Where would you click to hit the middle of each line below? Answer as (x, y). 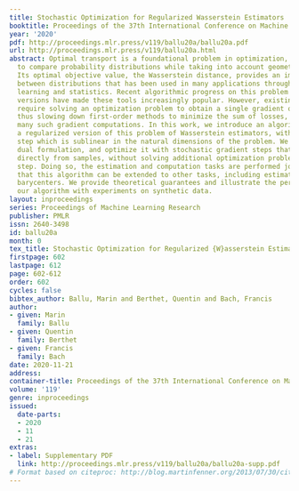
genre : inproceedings (49, 398)
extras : (24, 447)
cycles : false (36, 290)
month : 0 (25, 241)
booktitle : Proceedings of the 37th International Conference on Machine (149, 26)
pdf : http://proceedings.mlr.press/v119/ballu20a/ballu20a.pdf (129, 42)
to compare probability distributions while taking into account (141, 68)
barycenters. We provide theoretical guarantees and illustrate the (147, 183)
